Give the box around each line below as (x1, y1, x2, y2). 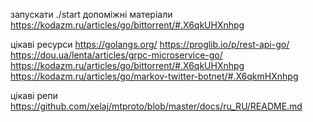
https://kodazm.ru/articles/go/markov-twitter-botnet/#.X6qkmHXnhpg (10, 70, 299, 82)
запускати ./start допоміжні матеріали (10, 9, 173, 20)
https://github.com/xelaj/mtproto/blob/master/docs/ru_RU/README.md (10, 100, 303, 112)
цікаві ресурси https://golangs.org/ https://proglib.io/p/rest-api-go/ (10, 39, 290, 50)
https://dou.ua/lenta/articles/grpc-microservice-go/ (10, 49, 223, 61)
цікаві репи (10, 90, 58, 101)
